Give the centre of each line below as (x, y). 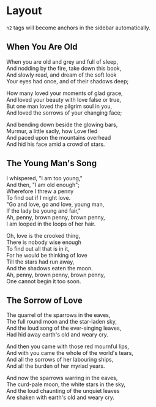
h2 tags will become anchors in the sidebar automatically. (79, 28)
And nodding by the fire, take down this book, (64, 68)
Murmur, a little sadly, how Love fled (52, 131)
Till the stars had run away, (40, 262)
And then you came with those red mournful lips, (68, 346)
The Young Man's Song (51, 163)
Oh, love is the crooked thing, (43, 235)
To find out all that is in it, (38, 248)
